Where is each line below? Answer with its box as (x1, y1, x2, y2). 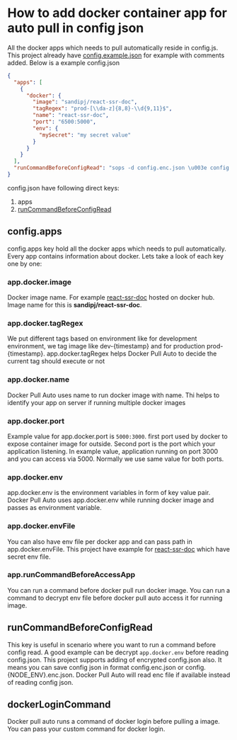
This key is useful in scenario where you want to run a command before (7, 640, 216, 649)
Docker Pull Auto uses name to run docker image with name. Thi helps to (7, 391, 220, 399)
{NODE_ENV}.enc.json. (7, 671, 75, 679)
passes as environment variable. (7, 503, 102, 512)
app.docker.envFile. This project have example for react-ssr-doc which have (7, 545, 230, 553)
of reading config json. (7, 678, 74, 686)
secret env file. (7, 552, 51, 561)
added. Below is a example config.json (7, 58, 120, 67)
